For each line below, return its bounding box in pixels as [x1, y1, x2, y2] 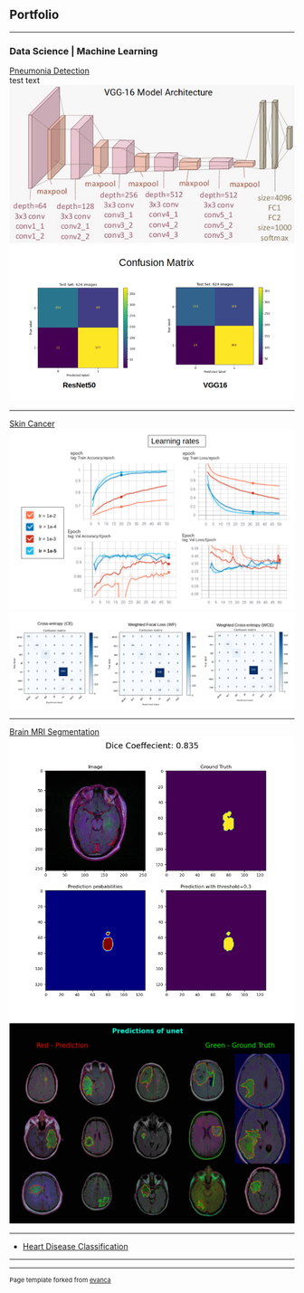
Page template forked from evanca [9, 1276, 111, 1285]
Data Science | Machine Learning [9, 44, 158, 57]
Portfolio [9, 7, 60, 23]
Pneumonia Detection [9, 65, 90, 76]
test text [9, 75, 41, 86]
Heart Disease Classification [22, 1241, 128, 1252]
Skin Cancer [9, 418, 56, 429]
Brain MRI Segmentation [9, 726, 100, 737]
